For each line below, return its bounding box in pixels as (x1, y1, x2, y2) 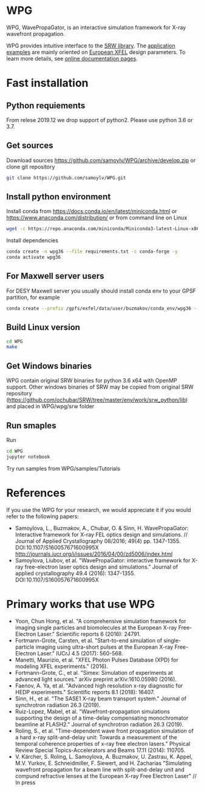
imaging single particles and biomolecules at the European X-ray (15, 624, 177, 631)
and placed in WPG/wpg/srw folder (6, 403, 95, 410)
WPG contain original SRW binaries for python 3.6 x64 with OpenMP (6, 377, 177, 384)
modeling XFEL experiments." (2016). (15, 663, 108, 670)
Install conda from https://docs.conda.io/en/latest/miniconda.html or (6, 208, 177, 215)
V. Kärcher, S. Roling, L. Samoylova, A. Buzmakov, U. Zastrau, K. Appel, (15, 753, 193, 760)
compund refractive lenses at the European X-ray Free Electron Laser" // (15, 772, 197, 779)
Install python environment (6, 192, 111, 202)
